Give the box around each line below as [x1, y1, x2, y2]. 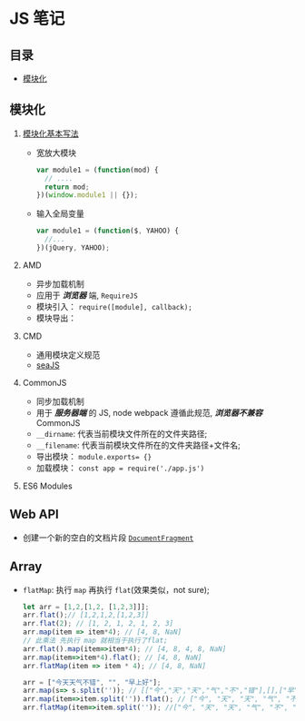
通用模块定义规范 [35, 349, 101, 360]
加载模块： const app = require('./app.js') [35, 462, 205, 473]
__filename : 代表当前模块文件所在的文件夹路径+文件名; [35, 440, 241, 450]
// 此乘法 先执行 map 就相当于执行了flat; [22, 637, 168, 646]
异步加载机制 [35, 278, 84, 289]
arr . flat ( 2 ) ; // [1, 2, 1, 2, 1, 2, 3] [22, 619, 174, 628]
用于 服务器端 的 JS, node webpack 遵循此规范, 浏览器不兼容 [35, 407, 263, 418]
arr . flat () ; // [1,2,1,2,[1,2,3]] [22, 610, 150, 620]
